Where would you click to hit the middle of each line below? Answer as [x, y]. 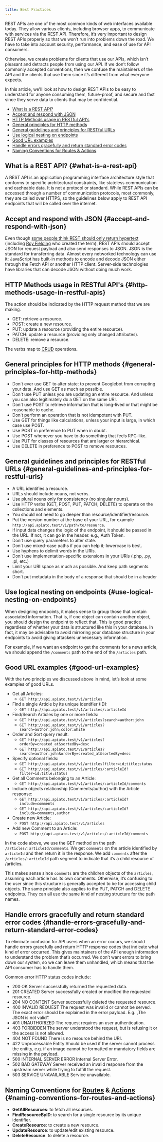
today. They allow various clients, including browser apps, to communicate [80, 29]
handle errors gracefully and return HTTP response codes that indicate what [82, 947]
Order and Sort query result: [40, 734]
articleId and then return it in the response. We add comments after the [76, 853]
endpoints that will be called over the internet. [51, 204]
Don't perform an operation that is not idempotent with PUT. [72, 415]
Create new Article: [31, 818]
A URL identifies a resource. [40, 488]
